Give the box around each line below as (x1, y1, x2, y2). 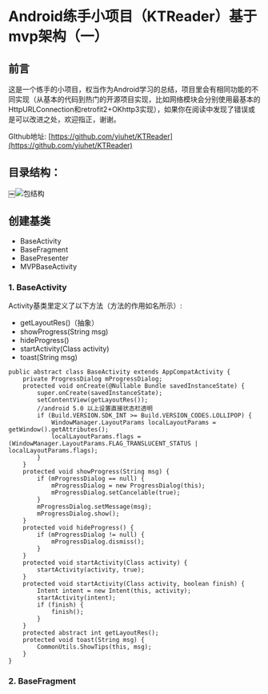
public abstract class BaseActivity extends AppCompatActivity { (8, 368, 230, 376)
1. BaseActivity (8, 281, 67, 293)
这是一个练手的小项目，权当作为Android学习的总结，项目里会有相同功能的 (8, 85, 252, 94)
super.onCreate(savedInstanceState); (37, 389, 162, 397)
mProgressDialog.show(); (37, 510, 120, 518)
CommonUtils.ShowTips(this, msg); (37, 643, 152, 651)
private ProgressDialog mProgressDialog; (22, 374, 162, 383)
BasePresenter (19, 253, 70, 263)
